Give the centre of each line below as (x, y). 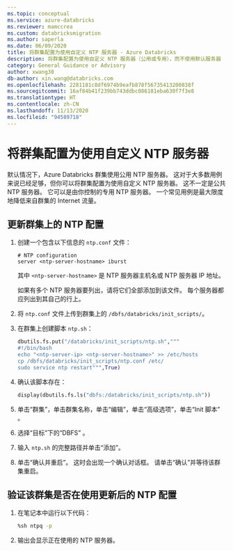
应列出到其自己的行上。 (51, 299)
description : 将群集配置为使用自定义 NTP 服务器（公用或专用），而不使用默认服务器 (114, 59)
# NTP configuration (47, 256)
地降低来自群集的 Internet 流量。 (54, 200)
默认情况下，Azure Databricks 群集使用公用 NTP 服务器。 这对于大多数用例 (115, 174)
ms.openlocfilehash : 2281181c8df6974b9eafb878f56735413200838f (101, 85)
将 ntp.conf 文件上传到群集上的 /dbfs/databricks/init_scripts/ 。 (113, 314)
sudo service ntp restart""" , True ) (69, 367)
